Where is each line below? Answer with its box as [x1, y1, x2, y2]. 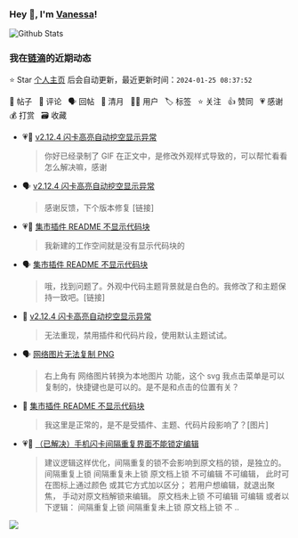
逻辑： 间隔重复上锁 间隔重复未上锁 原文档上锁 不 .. [52, 501, 240, 512]
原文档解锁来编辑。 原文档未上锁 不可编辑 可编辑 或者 [85, 490, 282, 501]
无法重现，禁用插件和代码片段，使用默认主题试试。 [44, 330, 232, 340]
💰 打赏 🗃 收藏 [9, 110, 67, 120]
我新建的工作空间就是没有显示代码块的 [44, 240, 185, 250]
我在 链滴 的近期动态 [9, 53, 92, 65]
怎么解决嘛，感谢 [44, 161, 108, 172]
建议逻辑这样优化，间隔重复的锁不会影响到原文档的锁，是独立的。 [44, 457, 286, 468]
